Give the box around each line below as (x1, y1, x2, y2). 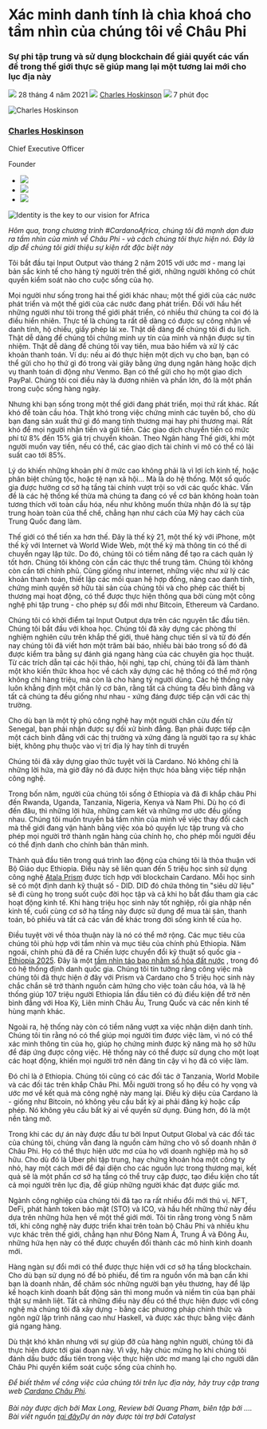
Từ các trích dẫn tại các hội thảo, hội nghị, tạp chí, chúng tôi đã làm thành (8, 657, 249, 667)
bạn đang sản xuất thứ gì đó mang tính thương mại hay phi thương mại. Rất (8, 416, 253, 426)
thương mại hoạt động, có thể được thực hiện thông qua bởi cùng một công (8, 591, 255, 600)
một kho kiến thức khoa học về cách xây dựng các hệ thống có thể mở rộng (8, 666, 257, 675)
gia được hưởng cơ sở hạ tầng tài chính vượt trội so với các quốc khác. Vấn (8, 482, 253, 492)
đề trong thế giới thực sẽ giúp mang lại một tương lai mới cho (8, 61, 247, 73)
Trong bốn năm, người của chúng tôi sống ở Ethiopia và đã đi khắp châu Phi (8, 789, 257, 798)
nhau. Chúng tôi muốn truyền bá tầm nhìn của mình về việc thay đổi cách (8, 814, 249, 824)
